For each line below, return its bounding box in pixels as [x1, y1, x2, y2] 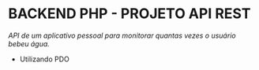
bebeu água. [8, 39, 50, 48]
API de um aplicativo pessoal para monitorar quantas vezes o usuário [8, 31, 236, 40]
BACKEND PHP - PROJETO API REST [8, 5, 251, 23]
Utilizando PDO [19, 54, 69, 64]
